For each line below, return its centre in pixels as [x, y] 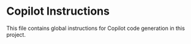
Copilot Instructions [58, 11]
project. [16, 34]
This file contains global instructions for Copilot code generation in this [96, 28]
